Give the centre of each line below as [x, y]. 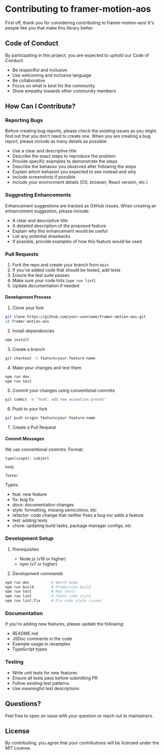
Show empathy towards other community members [64, 91]
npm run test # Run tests [41, 592]
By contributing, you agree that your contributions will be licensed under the [82, 743]
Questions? [23, 704]
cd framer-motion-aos [27, 321]
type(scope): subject [27, 459]
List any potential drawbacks [41, 236]
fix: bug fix [23, 499]
